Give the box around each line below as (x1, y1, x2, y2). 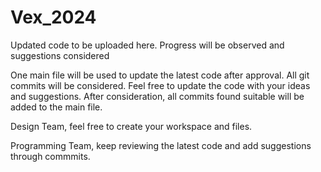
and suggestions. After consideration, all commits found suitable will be (10, 90, 305, 102)
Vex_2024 (10, 6, 97, 29)
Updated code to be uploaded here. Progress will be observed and (10, 39, 285, 51)
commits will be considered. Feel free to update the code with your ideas (10, 79, 311, 91)
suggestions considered (10, 49, 110, 61)
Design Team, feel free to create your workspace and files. (10, 120, 253, 132)
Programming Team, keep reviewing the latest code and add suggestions (10, 139, 312, 151)
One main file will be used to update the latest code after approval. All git (10, 69, 310, 81)
